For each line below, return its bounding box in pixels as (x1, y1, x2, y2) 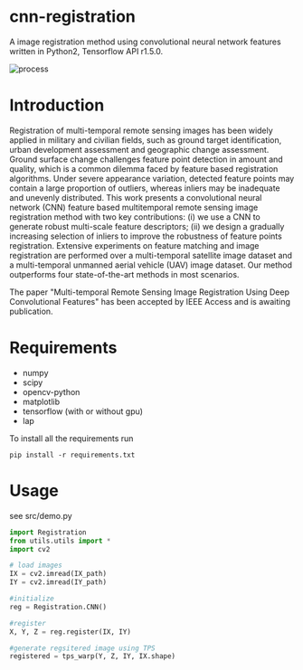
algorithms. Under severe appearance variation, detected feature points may (9, 173, 295, 184)
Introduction (9, 95, 105, 116)
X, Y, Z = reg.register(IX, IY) (9, 627, 131, 637)
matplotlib (22, 396, 61, 407)
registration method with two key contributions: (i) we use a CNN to (9, 211, 260, 222)
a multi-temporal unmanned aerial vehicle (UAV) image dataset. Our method (9, 260, 292, 270)
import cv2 (9, 544, 51, 553)
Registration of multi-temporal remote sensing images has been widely (9, 125, 273, 136)
